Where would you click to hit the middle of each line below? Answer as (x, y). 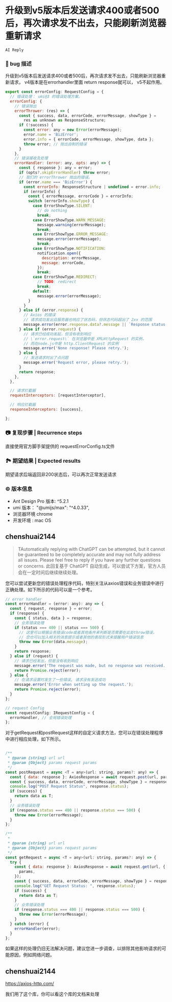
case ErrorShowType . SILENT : (63, 206)
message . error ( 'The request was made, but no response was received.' (91, 665)
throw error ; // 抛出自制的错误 (55, 144)
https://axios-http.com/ (30, 984)
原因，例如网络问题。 (32, 955)
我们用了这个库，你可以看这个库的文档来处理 (52, 994)
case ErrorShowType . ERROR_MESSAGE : (70, 234)
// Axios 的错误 (40, 315)
